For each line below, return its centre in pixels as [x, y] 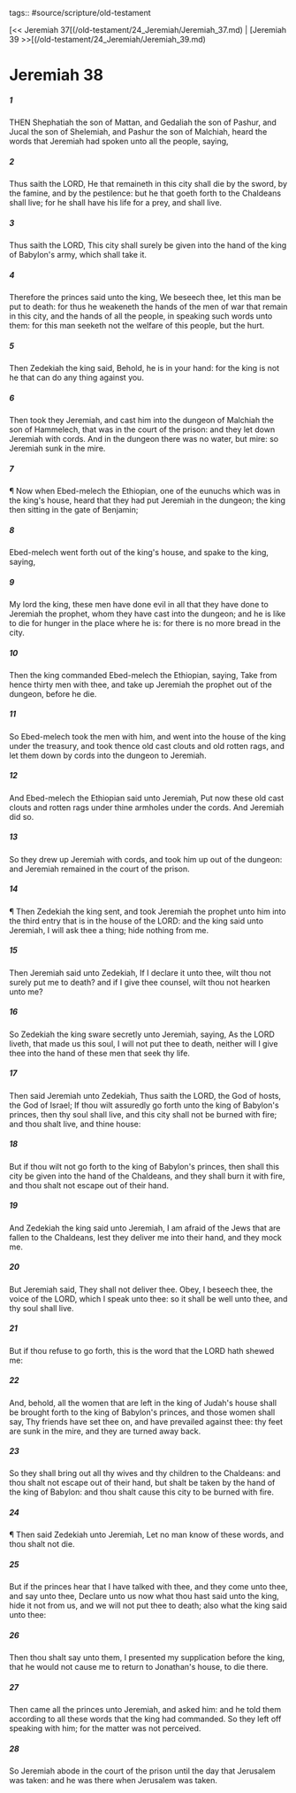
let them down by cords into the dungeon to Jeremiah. [108, 755]
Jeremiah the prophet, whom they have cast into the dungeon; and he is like [148, 614]
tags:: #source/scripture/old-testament [80, 13]
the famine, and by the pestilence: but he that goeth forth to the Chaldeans [145, 193]
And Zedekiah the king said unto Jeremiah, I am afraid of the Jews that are [145, 1228]
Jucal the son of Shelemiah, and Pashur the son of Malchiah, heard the [138, 132]
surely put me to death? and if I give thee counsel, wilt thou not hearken [140, 982]
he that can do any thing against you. [76, 378]
